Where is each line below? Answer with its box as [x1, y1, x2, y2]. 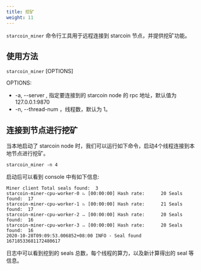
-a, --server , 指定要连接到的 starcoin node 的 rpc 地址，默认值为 [14, 92, 177, 99]
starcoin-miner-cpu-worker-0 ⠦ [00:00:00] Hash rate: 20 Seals [6, 191, 183, 197]
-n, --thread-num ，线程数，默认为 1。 [14, 106, 111, 113]
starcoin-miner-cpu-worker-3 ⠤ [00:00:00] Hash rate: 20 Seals [6, 222, 183, 228]
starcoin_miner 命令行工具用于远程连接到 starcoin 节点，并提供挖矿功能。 [6, 31, 191, 39]
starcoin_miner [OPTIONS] [6, 68, 74, 75]
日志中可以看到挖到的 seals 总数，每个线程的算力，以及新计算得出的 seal [6, 249, 188, 257]
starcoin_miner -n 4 [6, 162, 59, 168]
